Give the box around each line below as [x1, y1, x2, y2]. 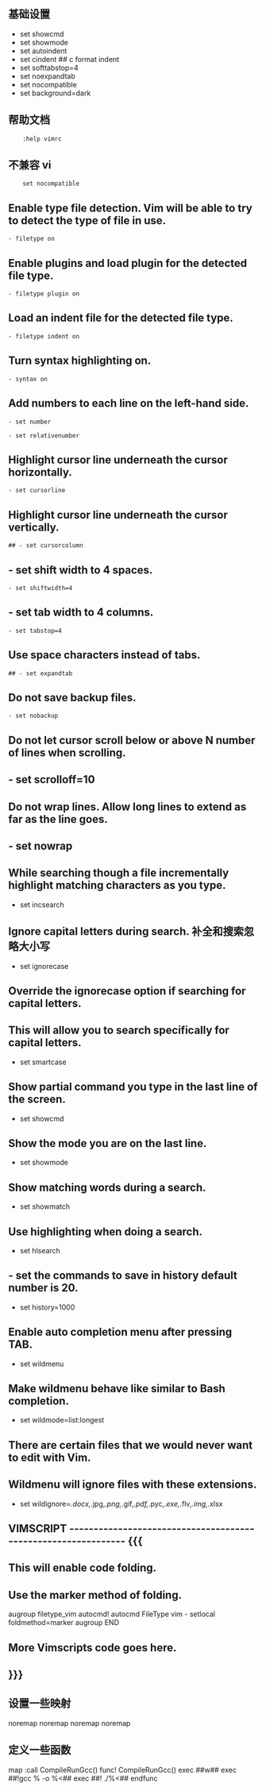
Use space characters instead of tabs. [8, 648, 201, 662]
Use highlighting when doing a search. [8, 1225, 203, 1238]
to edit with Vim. [8, 1450, 91, 1464]
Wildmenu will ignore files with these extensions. [8, 1478, 257, 1492]
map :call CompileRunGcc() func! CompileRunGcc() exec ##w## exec [8, 1765, 237, 1774]
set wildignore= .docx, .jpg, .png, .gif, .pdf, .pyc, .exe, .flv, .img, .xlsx [19, 1499, 223, 1508]
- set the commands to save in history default [8, 1269, 238, 1283]
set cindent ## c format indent [19, 54, 120, 64]
